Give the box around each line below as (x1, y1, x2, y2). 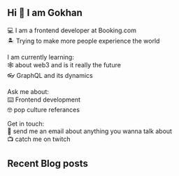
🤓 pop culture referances (7, 105, 80, 114)
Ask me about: (7, 87, 49, 95)
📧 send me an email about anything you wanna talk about (7, 127, 173, 135)
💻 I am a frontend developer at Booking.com (7, 26, 137, 34)
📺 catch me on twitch (7, 135, 71, 143)
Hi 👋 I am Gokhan (7, 7, 83, 19)
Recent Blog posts (7, 158, 89, 170)
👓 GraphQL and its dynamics (7, 71, 93, 79)
